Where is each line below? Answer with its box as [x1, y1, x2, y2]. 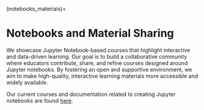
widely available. [6, 78, 48, 86]
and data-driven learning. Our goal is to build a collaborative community [6, 53, 188, 60]
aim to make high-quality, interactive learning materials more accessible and [6, 72, 199, 80]
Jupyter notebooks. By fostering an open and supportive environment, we [6, 66, 192, 73]
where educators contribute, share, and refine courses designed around [6, 59, 188, 66]
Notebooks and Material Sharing [6, 27, 174, 40]
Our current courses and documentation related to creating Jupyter [6, 91, 176, 98]
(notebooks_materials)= [6, 5, 67, 12]
